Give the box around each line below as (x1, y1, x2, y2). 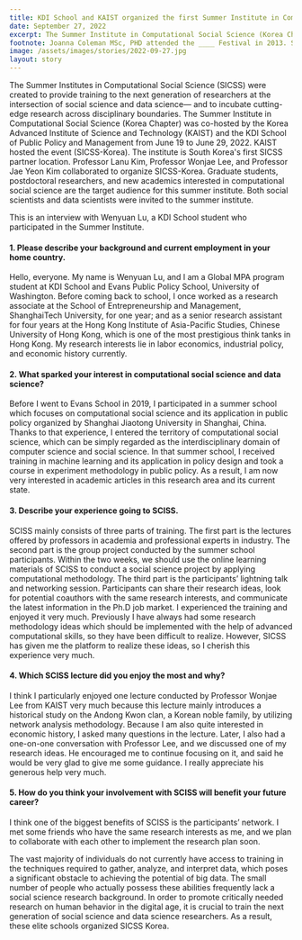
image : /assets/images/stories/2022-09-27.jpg (9, 47, 187, 56)
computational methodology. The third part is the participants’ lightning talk (9, 573, 289, 583)
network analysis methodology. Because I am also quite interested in (9, 719, 263, 729)
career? (9, 797, 40, 808)
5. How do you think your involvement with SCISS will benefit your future (9, 787, 287, 798)
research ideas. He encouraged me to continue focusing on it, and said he (9, 747, 284, 758)
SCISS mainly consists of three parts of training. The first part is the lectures (9, 525, 292, 536)
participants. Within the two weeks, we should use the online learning (9, 554, 267, 565)
